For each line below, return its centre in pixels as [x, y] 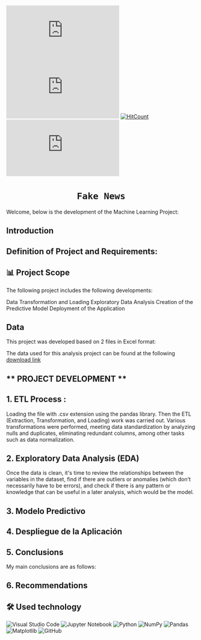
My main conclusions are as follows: [51, 566]
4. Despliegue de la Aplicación [64, 532]
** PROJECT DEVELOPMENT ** [66, 379]
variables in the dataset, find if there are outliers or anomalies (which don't [99, 480]
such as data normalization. [41, 439]
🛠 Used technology [44, 607]
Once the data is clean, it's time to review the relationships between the [95, 473]
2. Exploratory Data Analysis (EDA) [73, 458]
